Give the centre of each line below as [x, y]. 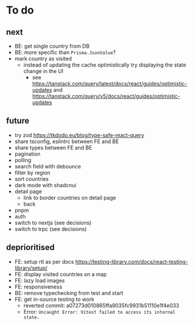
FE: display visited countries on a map [61, 274]
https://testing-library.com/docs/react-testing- [132, 261]
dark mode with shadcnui [45, 185]
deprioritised [30, 248]
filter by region [32, 173]
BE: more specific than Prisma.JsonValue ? [65, 52]
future [18, 121]
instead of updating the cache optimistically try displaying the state [105, 65]
